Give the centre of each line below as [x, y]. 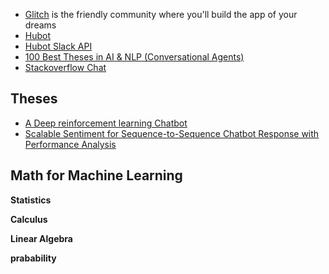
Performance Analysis [70, 144]
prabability [33, 258]
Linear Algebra [41, 238]
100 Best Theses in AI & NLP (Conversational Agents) [134, 57]
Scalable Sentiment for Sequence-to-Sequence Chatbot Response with [172, 133]
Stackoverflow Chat [65, 67]
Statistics [31, 200]
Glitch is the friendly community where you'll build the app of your [161, 14]
